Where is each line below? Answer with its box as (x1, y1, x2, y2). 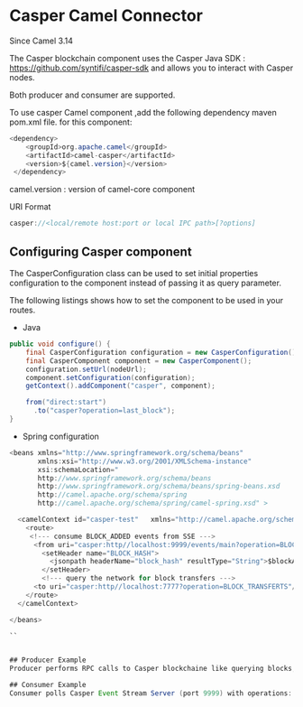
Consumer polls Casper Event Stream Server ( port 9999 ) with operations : (9, 689, 293, 698)
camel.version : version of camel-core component (9, 184, 196, 195)
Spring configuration (22, 431, 99, 442)
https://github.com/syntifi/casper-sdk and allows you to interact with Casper (9, 62, 294, 73)
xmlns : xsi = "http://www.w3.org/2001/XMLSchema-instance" (37, 457, 252, 466)
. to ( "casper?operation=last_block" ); (32, 406, 176, 415)
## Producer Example (9, 656, 87, 665)
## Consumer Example (9, 681, 87, 690)
